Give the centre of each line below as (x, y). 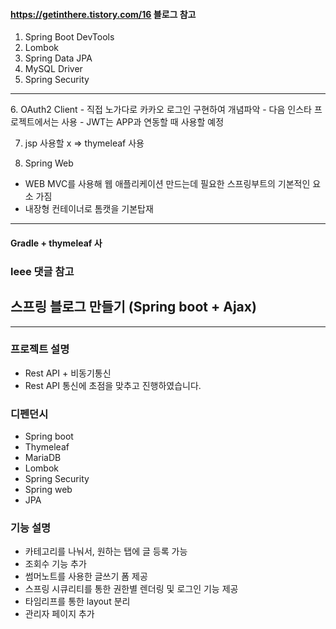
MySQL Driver (53, 69)
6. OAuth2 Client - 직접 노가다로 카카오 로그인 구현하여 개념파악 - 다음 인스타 (161, 110)
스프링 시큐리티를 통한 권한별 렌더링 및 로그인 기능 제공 (131, 589)
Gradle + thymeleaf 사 (56, 243)
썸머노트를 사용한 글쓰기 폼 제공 (86, 576)
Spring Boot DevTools (69, 37)
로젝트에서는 (35, 122)
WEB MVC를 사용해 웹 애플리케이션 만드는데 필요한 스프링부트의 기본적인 (167, 184)
